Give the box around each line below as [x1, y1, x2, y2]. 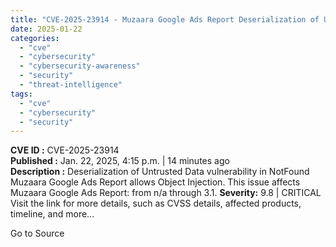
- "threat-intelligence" [19, 80, 123, 90]
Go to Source [10, 227, 65, 240]
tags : [10, 89, 33, 99]
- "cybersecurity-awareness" [19, 61, 141, 71]
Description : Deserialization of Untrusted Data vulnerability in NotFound [10, 166, 310, 178]
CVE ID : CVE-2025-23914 [10, 144, 120, 156]
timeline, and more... [10, 208, 95, 220]
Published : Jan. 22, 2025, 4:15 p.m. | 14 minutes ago [10, 155, 230, 167]
